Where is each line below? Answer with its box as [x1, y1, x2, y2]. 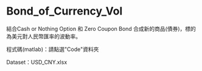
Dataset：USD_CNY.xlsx [6, 58, 68, 66]
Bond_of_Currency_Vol [6, 4, 123, 18]
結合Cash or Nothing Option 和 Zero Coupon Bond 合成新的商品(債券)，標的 [6, 25, 197, 32]
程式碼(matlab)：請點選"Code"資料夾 [6, 46, 99, 53]
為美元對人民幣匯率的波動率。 [6, 32, 81, 40]
